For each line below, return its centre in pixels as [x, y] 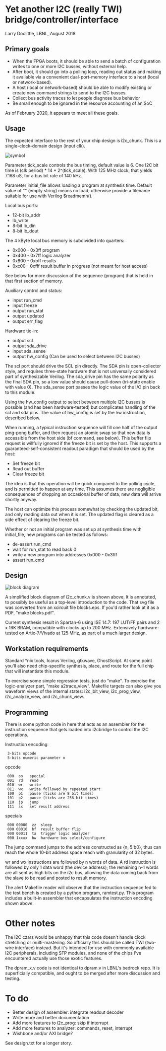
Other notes [30, 924]
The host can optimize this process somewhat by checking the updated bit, [82, 509]
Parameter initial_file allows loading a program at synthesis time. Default [79, 185]
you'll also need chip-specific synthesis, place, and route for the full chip [80, 666]
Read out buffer [28, 468]
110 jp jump [23, 802]
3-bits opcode [22, 753]
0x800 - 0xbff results [34, 261]
